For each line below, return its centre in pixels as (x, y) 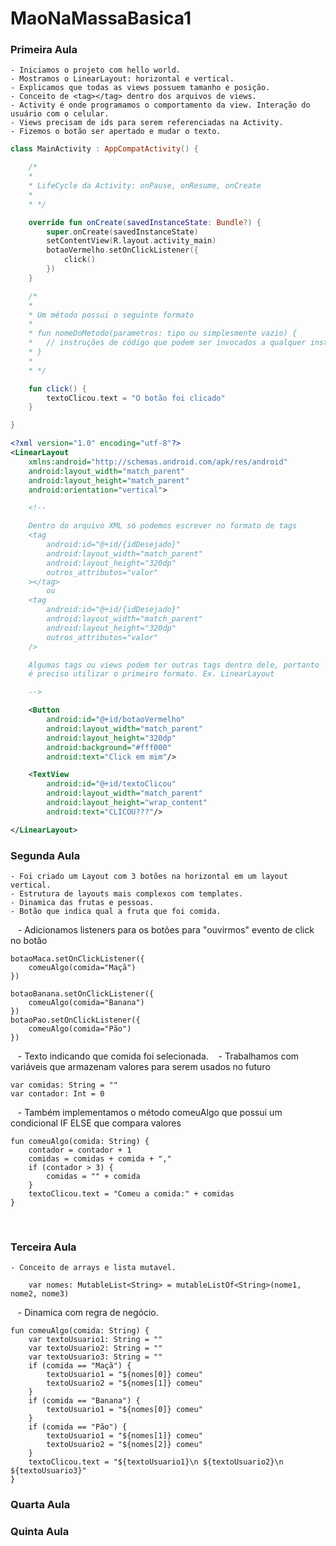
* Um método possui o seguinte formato (111, 315)
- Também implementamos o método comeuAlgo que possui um (150, 1113)
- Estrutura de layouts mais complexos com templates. (127, 894)
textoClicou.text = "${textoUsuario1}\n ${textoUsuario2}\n (156, 1462)
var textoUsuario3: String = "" (95, 1357)
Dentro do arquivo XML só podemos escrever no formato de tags (163, 526)
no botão (29, 941)
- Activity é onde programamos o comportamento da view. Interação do (160, 105)
